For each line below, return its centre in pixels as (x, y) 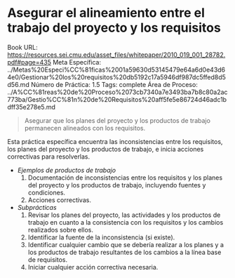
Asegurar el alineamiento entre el (106, 13)
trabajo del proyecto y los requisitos (114, 28)
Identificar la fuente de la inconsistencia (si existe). (101, 237)
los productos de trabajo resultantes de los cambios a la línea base (125, 252)
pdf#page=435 (29, 62)
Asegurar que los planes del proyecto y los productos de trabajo (117, 120)
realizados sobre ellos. (60, 230)
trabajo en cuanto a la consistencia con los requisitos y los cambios (126, 222)
